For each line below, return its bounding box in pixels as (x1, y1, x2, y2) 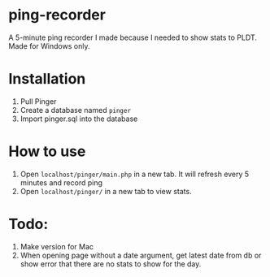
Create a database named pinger (20, 105, 132, 115)
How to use (8, 142, 86, 161)
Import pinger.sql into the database (20, 114, 138, 123)
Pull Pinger (20, 96, 57, 106)
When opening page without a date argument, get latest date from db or (20, 250, 262, 260)
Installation (8, 70, 86, 89)
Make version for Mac (20, 241, 94, 251)
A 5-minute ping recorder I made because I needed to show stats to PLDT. (8, 32, 258, 42)
